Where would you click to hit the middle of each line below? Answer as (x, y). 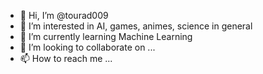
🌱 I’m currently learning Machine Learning (106, 36)
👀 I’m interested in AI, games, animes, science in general (136, 26)
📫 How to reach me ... (66, 58)
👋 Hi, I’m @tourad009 (64, 15)
